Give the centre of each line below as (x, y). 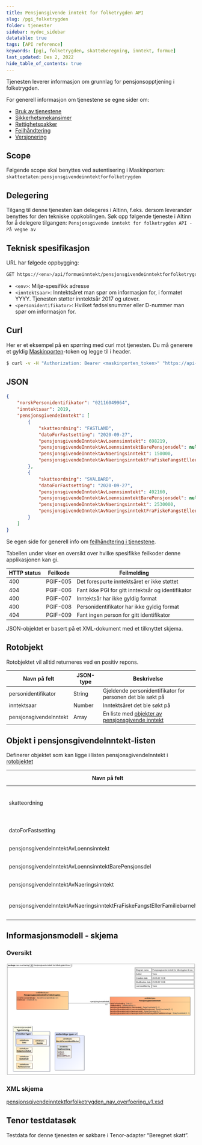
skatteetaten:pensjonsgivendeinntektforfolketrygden (74, 177)
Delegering (28, 195)
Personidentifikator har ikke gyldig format (128, 607)
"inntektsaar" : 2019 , (44, 410)
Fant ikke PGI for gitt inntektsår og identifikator (134, 590)
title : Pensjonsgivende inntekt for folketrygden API (75, 13)
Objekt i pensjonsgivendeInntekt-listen (81, 741)
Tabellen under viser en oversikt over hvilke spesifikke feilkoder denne (93, 553)
